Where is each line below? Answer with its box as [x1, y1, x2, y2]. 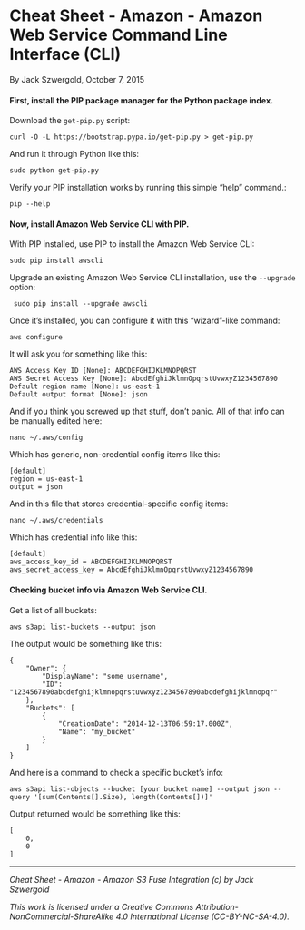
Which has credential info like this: [9, 532, 138, 543]
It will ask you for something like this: [9, 348, 148, 359]
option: [9, 282, 36, 293]
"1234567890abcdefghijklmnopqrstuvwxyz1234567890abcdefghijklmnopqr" [9, 687, 279, 697]
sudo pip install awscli [9, 256, 103, 266]
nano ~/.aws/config [9, 433, 84, 443]
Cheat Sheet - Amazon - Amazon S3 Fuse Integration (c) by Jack [9, 874, 254, 885]
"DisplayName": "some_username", [42, 671, 169, 680]
